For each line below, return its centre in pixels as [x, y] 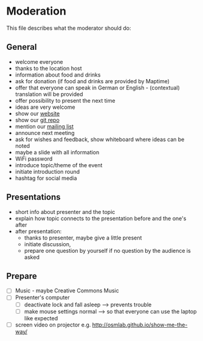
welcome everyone [39, 61]
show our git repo [37, 120]
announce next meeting [45, 133]
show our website [37, 113]
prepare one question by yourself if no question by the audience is [108, 250]
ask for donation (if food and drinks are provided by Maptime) [92, 81]
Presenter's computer [42, 298]
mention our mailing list [44, 126]
